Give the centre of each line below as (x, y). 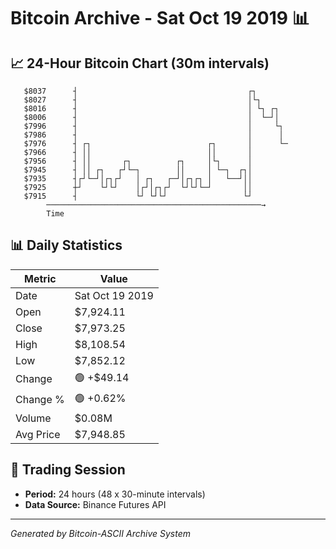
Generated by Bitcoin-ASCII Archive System (100, 533)
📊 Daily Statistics (66, 245)
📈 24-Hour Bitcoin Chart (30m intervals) (140, 63)
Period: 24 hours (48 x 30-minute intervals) (115, 494)
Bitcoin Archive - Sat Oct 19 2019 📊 (160, 18)
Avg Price (38, 434)
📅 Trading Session (68, 470)
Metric (40, 278)
